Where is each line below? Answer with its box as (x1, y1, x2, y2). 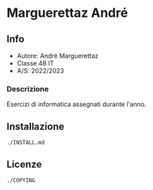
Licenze (6, 158, 42, 170)
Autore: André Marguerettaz (16, 51, 99, 60)
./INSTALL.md (6, 139, 45, 146)
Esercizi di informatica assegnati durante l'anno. (6, 100, 147, 108)
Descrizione (6, 84, 49, 94)
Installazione (6, 120, 65, 132)
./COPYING (6, 177, 36, 184)
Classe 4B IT (16, 59, 54, 68)
